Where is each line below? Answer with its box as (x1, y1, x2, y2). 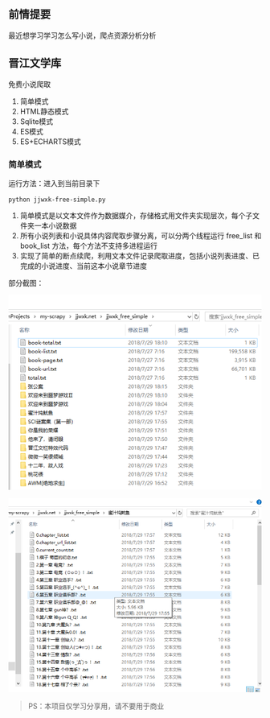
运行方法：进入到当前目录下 (8, 178, 100, 188)
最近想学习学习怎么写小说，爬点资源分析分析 (8, 31, 157, 40)
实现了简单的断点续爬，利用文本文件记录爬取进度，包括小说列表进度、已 (19, 250, 260, 260)
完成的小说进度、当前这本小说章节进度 (19, 261, 147, 270)
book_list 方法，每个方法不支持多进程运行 (19, 241, 158, 250)
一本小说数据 (34, 221, 77, 230)
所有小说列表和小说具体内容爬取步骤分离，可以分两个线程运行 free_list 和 (19, 230, 262, 240)
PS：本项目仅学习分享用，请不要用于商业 (27, 701, 165, 711)
